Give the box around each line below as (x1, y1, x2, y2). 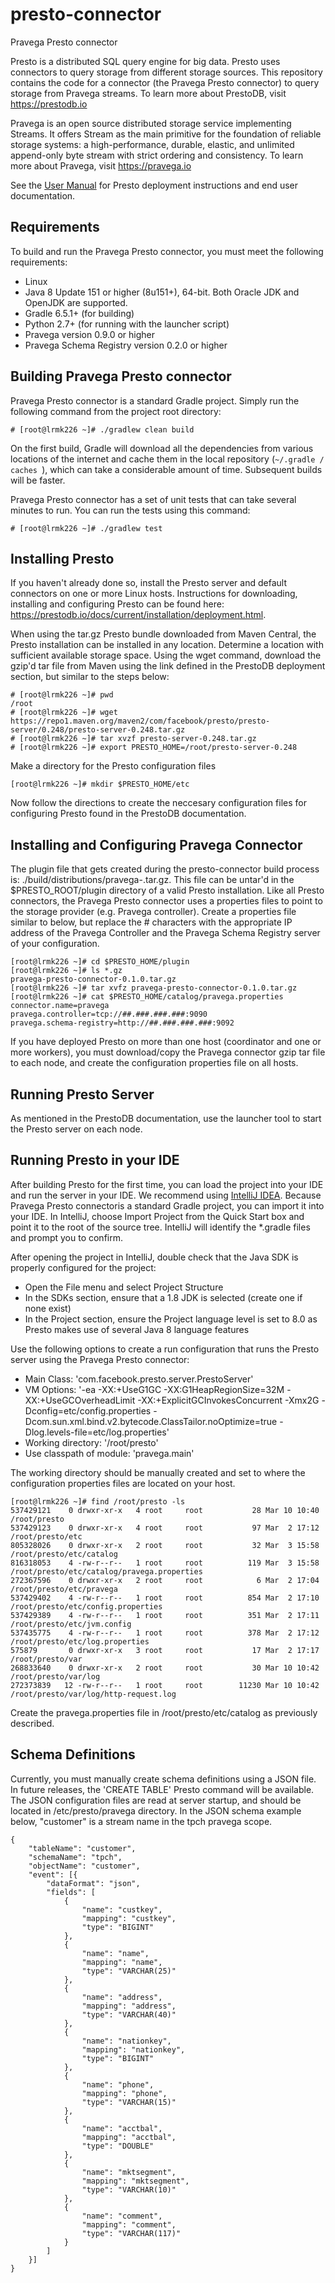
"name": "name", (81, 1948, 150, 1958)
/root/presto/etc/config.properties (10, 1601, 163, 1612)
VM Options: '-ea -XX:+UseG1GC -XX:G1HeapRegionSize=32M (24, 1383, 285, 1395)
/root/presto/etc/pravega (10, 1584, 118, 1594)
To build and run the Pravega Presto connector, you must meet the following (10, 245, 324, 257)
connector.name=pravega (10, 1001, 110, 1011)
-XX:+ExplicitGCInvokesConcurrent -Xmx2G (137, 1394, 320, 1406)
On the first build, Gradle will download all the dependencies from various (10, 442, 314, 454)
